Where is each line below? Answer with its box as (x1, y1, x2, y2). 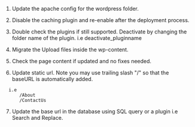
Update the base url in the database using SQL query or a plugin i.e (11, 108, 178, 115)
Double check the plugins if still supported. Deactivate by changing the (11, 28, 187, 35)
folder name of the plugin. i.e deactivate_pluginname (11, 35, 142, 41)
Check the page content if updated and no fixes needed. (11, 58, 151, 64)
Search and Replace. (11, 114, 63, 121)
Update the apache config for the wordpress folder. (11, 5, 139, 12)
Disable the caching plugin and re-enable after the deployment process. (11, 17, 190, 23)
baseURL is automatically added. (11, 76, 93, 82)
